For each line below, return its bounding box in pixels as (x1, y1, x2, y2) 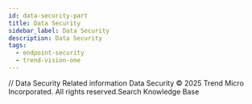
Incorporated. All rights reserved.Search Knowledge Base (8, 86, 200, 96)
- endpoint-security (15, 49, 85, 57)
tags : (8, 42, 27, 50)
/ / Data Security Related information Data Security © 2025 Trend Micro (8, 78, 244, 88)
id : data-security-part (8, 11, 89, 20)
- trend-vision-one (15, 57, 81, 65)
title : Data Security (8, 19, 81, 27)
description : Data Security (8, 34, 103, 42)
